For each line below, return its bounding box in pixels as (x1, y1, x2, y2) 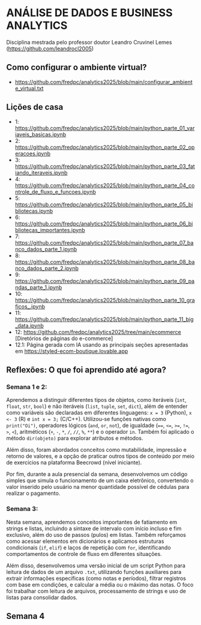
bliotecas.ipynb (14, 207, 53, 214)
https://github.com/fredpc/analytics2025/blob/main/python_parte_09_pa (14, 277, 195, 284)
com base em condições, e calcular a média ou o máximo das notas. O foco (6, 581, 194, 588)
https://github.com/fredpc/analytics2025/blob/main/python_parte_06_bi (14, 220, 193, 227)
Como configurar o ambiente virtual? (6, 62, 147, 73)
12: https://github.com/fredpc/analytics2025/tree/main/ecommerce (14, 328, 181, 335)
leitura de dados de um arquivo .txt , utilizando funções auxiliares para (6, 568, 182, 575)
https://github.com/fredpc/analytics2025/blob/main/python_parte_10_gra (14, 296, 195, 304)
